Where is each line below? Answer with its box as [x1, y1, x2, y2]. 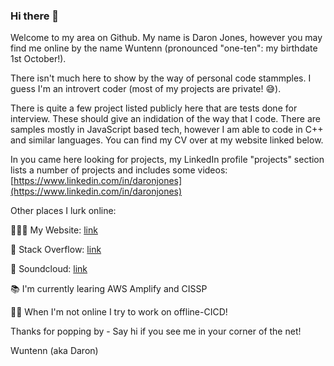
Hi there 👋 [10, 9, 60, 23]
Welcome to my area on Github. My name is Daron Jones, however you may [10, 32, 323, 44]
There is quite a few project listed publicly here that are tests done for [10, 102, 298, 114]
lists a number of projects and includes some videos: [10, 164, 228, 176]
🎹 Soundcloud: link [10, 263, 88, 275]
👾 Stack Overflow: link [10, 244, 102, 256]
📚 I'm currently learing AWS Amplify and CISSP [10, 283, 208, 295]
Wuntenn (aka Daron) [10, 345, 99, 357]
